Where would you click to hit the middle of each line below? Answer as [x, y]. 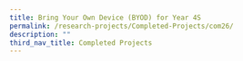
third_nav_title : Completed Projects [81, 43]
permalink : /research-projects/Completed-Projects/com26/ [121, 26]
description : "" [40, 34]
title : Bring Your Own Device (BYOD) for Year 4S [106, 17]
